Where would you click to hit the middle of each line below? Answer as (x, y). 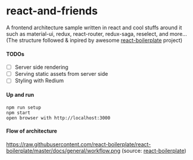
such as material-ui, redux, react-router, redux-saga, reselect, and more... (97, 33)
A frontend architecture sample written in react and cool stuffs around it (94, 27)
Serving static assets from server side (61, 74)
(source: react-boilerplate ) (154, 150)
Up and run (20, 94)
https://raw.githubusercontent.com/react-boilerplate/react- (79, 144)
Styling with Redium (39, 81)
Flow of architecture (32, 131)
